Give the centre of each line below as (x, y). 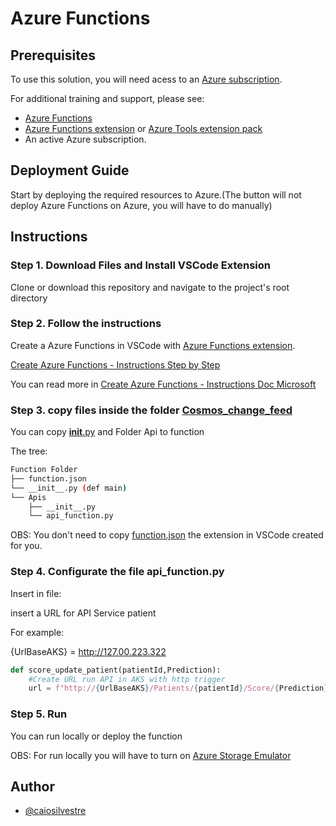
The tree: (29, 451)
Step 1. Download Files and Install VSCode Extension (140, 265)
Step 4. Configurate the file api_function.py (117, 572)
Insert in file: (36, 593)
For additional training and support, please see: (107, 98)
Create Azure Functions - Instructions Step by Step (115, 364)
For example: (37, 632)
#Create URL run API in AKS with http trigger (127, 679)
